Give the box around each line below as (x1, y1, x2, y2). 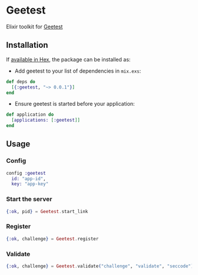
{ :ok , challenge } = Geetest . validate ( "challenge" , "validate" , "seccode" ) (6, 263, 194, 269)
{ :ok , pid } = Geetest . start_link (6, 208, 88, 214)
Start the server (6, 195, 52, 204)
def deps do (6, 78, 35, 84)
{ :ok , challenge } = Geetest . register (6, 235, 99, 242)
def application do (6, 112, 54, 118)
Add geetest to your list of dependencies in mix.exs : (14, 67, 141, 74)
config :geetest (6, 170, 46, 176)
